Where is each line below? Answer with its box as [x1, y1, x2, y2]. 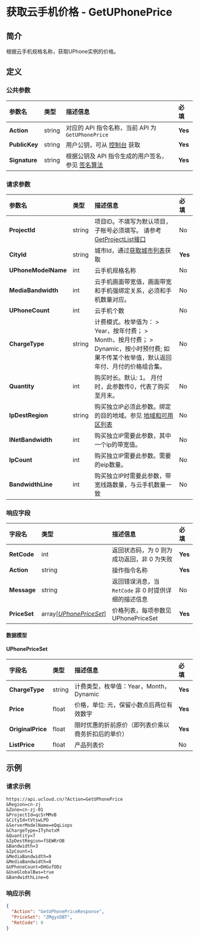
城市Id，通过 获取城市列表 [94, 246, 165, 255]
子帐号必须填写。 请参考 [94, 226, 162, 234]
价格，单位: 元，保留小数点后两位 [74, 701, 167, 709]
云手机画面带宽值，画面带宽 [94, 277, 172, 286]
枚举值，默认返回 [124, 353, 172, 362]
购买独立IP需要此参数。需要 [94, 452, 172, 460]
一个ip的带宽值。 [94, 440, 142, 449]
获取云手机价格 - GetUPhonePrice [6, 5, 173, 19]
